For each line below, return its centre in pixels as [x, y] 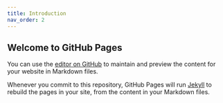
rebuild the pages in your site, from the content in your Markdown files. [108, 92]
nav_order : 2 [26, 20]
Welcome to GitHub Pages [65, 48]
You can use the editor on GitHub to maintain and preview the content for [111, 64]
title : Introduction [37, 13]
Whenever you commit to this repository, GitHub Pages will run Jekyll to [110, 85]
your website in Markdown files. [53, 71]
